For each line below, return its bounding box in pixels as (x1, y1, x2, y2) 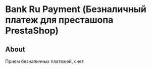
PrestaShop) (5, 25, 59, 36)
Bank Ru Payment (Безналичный (5, 4, 146, 15)
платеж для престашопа (5, 14, 114, 26)
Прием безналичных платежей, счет (5, 58, 84, 64)
